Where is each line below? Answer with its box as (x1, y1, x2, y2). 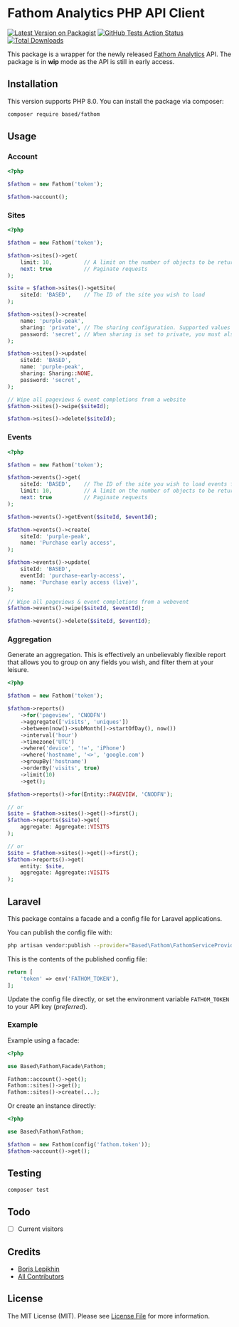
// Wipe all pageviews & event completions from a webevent (7, 598, 190, 605)
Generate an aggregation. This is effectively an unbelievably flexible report (7, 651, 226, 659)
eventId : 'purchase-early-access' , (20, 572, 126, 579)
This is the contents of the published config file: (7, 954, 147, 963)
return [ (7, 969, 33, 976)
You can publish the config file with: (7, 928, 112, 937)
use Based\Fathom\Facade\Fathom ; (7, 1062, 107, 1070)
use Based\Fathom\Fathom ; (7, 1129, 84, 1136)
